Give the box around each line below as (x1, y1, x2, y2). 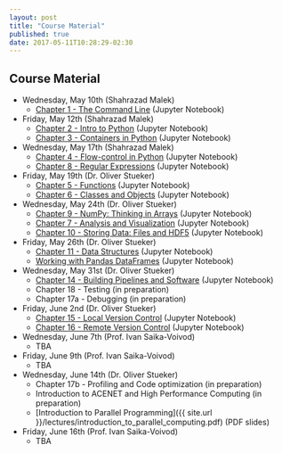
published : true (9, 29, 69, 38)
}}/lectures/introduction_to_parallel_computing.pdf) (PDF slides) (35, 416, 270, 428)
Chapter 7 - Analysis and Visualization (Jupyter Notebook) (35, 218, 250, 228)
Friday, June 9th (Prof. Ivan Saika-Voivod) (21, 350, 175, 361)
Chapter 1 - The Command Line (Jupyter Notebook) (35, 104, 225, 115)
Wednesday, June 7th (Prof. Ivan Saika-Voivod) (21, 332, 196, 342)
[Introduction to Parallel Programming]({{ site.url (35, 408, 213, 418)
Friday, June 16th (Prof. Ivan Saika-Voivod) (21, 426, 179, 437)
